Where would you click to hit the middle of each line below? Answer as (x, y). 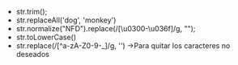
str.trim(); (32, 12)
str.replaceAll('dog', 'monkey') (66, 20)
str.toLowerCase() (46, 37)
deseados (33, 54)
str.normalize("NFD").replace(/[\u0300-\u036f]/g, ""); (106, 28)
